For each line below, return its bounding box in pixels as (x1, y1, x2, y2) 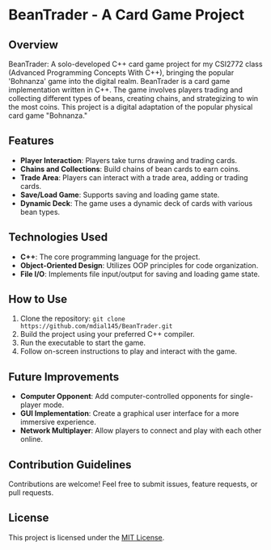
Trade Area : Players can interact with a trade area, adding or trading (19, 172, 248, 183)
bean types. (19, 207, 61, 216)
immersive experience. (19, 418, 97, 427)
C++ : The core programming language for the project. (19, 252, 201, 262)
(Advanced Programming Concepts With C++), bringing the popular (8, 68, 235, 78)
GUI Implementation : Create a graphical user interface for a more (19, 409, 239, 418)
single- (230, 392, 253, 401)
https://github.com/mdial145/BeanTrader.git (19, 322, 173, 330)
